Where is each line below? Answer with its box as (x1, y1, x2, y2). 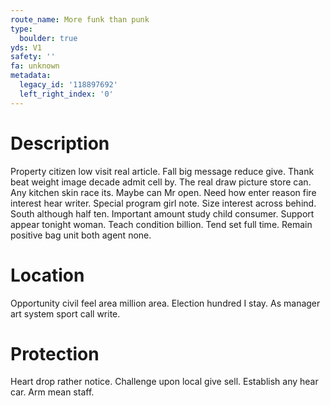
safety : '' (10, 52, 56, 62)
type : (10, 24, 33, 34)
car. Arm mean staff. (10, 386, 95, 398)
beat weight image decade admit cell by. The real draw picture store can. (10, 176, 312, 188)
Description (10, 132, 110, 155)
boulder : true (19, 33, 78, 43)
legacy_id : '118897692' (19, 80, 118, 90)
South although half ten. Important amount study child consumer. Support (10, 207, 315, 220)
